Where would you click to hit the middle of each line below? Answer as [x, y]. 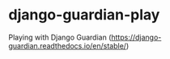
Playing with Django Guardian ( [60, 37]
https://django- [136, 37]
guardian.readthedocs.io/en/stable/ [68, 45]
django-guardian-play [84, 15]
